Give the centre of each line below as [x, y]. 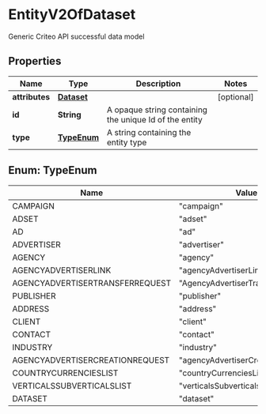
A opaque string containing [157, 110]
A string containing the [149, 132]
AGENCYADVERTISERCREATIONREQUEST [91, 359]
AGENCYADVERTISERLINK [62, 270]
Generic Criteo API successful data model [76, 36]
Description [158, 83]
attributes [31, 96]
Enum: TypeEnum [53, 170]
